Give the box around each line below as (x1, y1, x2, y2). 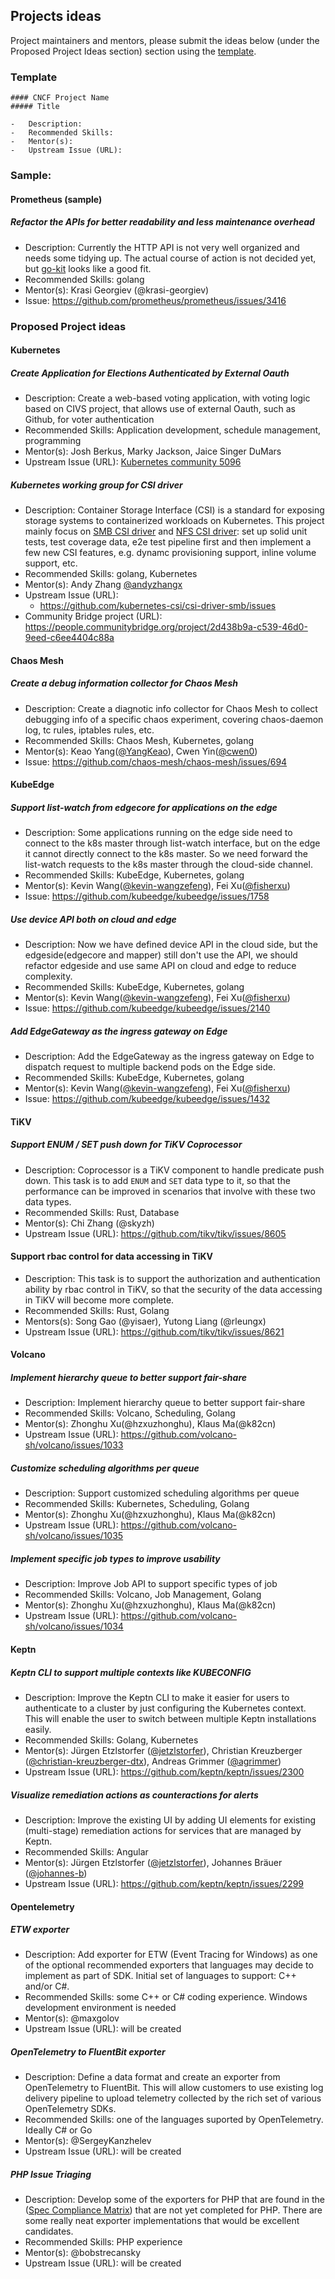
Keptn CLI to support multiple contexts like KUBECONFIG (10, 1666, 252, 1678)
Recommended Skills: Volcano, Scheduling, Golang (24, 1407, 236, 1419)
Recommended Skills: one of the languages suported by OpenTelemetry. (24, 2114, 324, 2126)
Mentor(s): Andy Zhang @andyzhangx (24, 579, 183, 591)
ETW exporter (10, 1924, 70, 1936)
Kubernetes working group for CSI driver (10, 479, 183, 491)
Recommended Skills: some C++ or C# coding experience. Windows (24, 1991, 308, 2003)
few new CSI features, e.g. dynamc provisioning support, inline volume (24, 547, 317, 559)
